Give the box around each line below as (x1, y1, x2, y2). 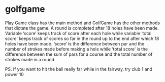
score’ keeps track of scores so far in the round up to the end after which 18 (5, 36, 159, 41)
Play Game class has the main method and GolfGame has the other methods (5, 20, 160, 26)
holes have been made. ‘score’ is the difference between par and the (5, 41, 145, 46)
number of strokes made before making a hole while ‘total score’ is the (5, 46, 148, 52)
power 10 (5, 71, 24, 77)
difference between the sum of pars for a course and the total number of (5, 51, 153, 57)
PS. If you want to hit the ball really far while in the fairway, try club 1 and (5, 66, 153, 72)
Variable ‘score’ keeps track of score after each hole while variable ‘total (5, 30, 152, 36)
